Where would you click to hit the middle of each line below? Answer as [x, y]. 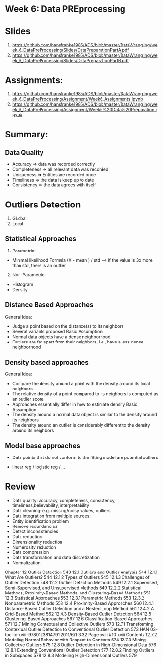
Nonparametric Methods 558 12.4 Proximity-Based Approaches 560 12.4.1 [79, 603]
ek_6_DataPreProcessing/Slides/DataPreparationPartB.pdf [71, 61]
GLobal [19, 218]
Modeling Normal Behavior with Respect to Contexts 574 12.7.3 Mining [76, 640]
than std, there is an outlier [39, 265]
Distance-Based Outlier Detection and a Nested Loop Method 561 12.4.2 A [80, 609]
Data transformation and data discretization [56, 558]
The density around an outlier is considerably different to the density [81, 425]
